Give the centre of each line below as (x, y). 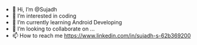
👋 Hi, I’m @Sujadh (34, 9)
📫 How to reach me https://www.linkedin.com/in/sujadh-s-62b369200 (101, 36)
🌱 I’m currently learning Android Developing (67, 22)
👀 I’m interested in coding (44, 16)
